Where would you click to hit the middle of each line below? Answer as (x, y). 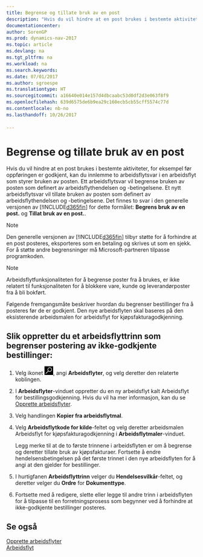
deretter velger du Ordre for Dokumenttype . (70, 483)
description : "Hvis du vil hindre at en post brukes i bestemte (89, 19)
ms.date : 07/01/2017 (32, 77)
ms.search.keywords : (32, 70)
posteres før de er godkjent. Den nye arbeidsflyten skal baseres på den (95, 311)
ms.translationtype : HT (36, 90)
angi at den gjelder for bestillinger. (58, 465)
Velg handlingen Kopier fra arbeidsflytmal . (69, 416)
